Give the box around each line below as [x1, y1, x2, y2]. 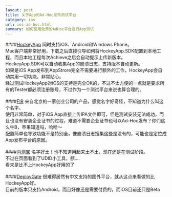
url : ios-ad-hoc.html [5, 22, 52, 27]
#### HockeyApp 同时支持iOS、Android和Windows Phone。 [5, 42, 132, 48]
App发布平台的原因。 [5, 137, 50, 143]
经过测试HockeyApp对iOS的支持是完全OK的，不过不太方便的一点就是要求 [5, 80, 160, 86]
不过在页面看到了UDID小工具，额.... [5, 155, 80, 162]
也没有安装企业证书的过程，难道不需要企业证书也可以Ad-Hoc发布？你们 [9, 118, 161, 124]
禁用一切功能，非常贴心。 [9, 74, 64, 80]
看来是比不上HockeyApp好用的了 [5, 162, 75, 168]
